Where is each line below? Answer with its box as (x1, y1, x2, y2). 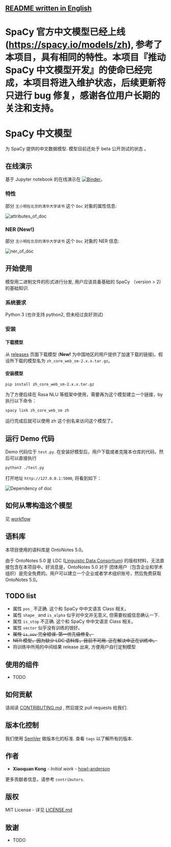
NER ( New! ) (5, 226, 35, 233)
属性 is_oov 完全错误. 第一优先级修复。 (12, 631, 94, 637)
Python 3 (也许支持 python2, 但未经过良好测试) (5, 312, 103, 318)
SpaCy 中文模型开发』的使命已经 (5, 64, 144, 76)
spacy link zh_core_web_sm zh (5, 408, 70, 413)
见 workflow (5, 515, 31, 522)
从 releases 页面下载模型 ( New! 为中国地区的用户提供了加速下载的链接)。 (5, 351, 159, 358)
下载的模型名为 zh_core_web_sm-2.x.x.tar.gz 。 (14, 358, 113, 364)
